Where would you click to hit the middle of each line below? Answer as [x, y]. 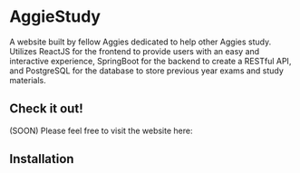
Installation [42, 159]
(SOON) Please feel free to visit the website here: [101, 130]
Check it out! [46, 109]
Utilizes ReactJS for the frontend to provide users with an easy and [135, 51]
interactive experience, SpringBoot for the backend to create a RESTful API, [150, 61]
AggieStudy [55, 17]
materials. [28, 80]
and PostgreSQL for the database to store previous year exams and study [146, 71]
